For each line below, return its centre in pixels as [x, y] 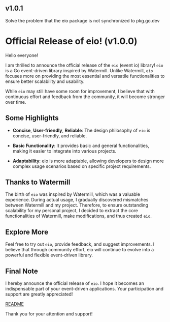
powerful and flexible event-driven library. [49, 255]
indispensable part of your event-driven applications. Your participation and [84, 289]
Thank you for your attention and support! [49, 314]
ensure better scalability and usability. [45, 81]
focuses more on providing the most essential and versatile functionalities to [85, 76]
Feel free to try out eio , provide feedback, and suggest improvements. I [80, 244]
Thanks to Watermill [38, 182]
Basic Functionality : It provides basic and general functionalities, [81, 145]
